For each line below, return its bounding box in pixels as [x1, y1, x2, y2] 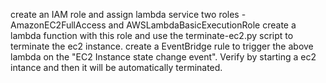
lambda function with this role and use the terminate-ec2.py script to [10, 30, 294, 41]
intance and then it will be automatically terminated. [10, 62, 223, 73]
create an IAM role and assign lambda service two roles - [10, 9, 247, 20]
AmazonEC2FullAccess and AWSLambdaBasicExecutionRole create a [10, 19, 297, 31]
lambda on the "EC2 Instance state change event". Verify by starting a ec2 [10, 51, 317, 63]
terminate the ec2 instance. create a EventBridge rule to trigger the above [10, 40, 314, 52]
